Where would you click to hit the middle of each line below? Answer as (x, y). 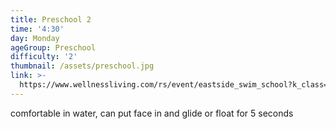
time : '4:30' (37, 29)
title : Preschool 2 (51, 19)
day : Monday (35, 38)
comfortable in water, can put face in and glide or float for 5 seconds (152, 113)
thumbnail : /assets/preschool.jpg (82, 66)
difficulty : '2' (44, 57)
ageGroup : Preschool (53, 47)
